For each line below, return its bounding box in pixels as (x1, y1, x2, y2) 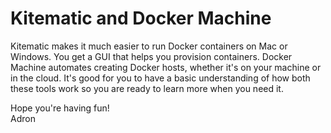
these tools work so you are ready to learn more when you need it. (10, 82, 284, 94)
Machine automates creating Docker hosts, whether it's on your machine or (10, 61, 322, 73)
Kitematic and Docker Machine (10, 7, 272, 30)
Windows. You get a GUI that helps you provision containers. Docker (10, 50, 293, 62)
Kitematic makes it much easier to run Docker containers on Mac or (10, 40, 288, 52)
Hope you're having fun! (10, 102, 110, 114)
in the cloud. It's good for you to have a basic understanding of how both (10, 72, 311, 84)
